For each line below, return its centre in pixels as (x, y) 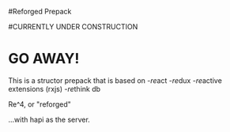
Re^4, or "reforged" (40, 104)
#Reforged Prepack (40, 11)
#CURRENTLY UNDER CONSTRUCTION (73, 26)
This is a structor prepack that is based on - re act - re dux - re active (115, 80)
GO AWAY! (44, 59)
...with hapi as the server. (49, 119)
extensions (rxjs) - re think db (55, 89)
